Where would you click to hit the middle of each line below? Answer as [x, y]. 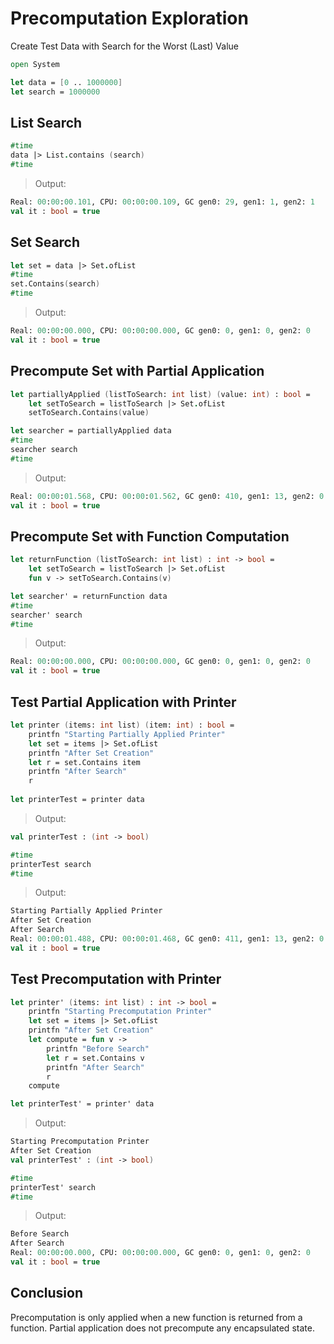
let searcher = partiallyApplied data [91, 431]
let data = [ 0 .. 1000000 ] [66, 82]
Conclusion [47, 1293]
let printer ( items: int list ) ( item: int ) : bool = [122, 725]
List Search [46, 122]
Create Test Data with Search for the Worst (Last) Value [124, 46]
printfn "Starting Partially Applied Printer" [127, 734]
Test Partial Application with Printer [123, 702]
